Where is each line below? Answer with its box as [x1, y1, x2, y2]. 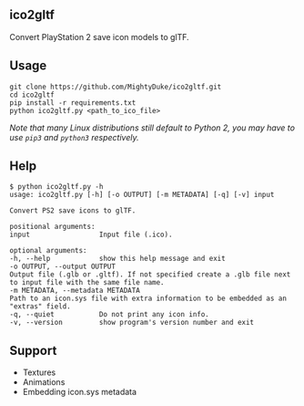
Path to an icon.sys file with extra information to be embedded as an [9, 294, 287, 304]
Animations [22, 377, 66, 388]
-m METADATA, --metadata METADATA [9, 286, 141, 296]
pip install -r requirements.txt [9, 98, 137, 108]
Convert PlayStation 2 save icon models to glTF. [9, 31, 189, 42]
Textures [22, 367, 56, 378]
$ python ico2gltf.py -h [9, 182, 104, 192]
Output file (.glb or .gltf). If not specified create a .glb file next [9, 270, 291, 279]
